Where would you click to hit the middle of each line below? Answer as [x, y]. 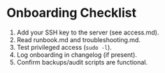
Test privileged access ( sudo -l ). [64, 47]
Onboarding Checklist [72, 13]
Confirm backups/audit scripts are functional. [82, 62]
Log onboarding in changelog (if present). [77, 55]
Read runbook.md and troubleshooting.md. [79, 39]
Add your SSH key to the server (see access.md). [88, 32]
